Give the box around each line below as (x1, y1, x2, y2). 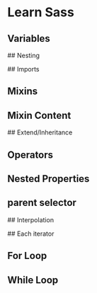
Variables (7, 33, 51, 45)
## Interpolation (7, 215, 55, 224)
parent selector (7, 197, 76, 209)
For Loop (7, 250, 47, 262)
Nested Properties (7, 173, 90, 185)
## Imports (7, 65, 40, 73)
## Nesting (7, 51, 40, 59)
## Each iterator (7, 229, 55, 238)
